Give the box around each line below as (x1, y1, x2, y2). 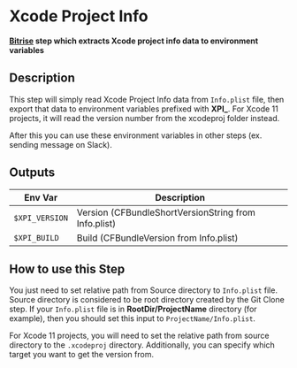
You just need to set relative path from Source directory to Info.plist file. (9, 285, 278, 295)
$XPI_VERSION (13, 212, 69, 223)
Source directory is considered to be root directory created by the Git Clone (9, 295, 285, 305)
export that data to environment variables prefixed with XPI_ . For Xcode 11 (9, 103, 278, 114)
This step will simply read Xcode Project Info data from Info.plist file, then (9, 94, 285, 104)
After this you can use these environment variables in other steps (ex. (9, 130, 263, 141)
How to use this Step (9, 261, 126, 276)
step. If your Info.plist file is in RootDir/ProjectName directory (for (9, 303, 258, 315)
